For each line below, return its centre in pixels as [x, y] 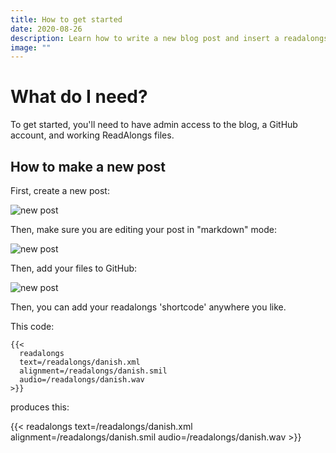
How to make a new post [88, 166]
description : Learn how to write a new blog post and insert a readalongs [169, 38]
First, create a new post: [60, 190]
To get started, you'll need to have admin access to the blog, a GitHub [154, 125]
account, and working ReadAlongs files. [92, 135]
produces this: [40, 407]
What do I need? [79, 97]
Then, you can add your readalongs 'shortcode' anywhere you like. [148, 307]
